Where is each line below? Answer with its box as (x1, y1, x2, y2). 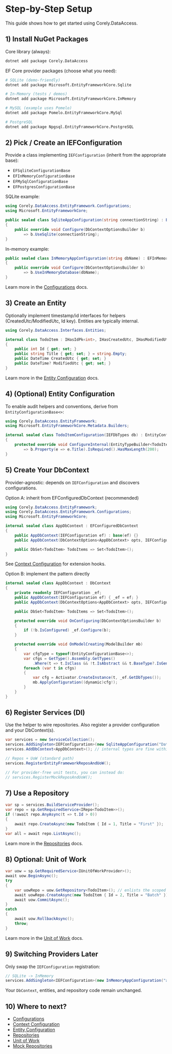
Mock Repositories (12, 1043, 53, 1049)
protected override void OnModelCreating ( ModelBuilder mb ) (14, 642, 143, 647)
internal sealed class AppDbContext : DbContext (5, 580, 111, 586)
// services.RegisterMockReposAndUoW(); (5, 775, 93, 780)
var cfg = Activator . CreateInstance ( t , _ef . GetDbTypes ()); (32, 675, 161, 680)
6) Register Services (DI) (5, 708, 85, 717)
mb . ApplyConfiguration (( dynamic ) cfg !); (32, 680, 118, 685)
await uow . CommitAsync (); (14, 897, 70, 902)
